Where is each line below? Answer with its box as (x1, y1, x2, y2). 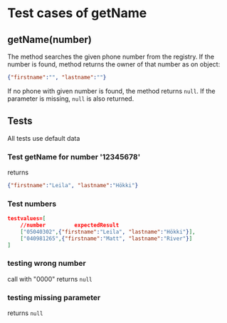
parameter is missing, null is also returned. (7, 94, 134, 103)
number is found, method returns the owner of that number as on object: (7, 60, 221, 69)
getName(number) (7, 34, 93, 46)
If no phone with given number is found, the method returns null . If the (7, 86, 216, 95)
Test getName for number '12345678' (7, 151, 141, 161)
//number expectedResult (20, 222, 120, 229)
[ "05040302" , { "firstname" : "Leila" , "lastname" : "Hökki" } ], (20, 228, 196, 235)
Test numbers (7, 199, 57, 209)
